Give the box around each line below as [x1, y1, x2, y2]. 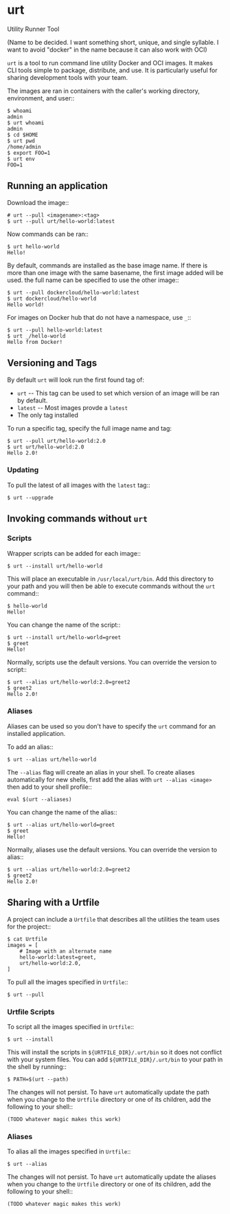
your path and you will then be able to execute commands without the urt [7, 582, 216, 590]
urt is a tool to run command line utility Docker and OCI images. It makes [7, 58, 214, 67]
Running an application [7, 180, 108, 192]
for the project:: [7, 922, 51, 931]
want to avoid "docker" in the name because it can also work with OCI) [7, 45, 207, 54]
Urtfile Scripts [7, 1007, 55, 1017]
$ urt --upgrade [7, 494, 54, 501]
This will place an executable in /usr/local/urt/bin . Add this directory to [7, 574, 214, 583]
